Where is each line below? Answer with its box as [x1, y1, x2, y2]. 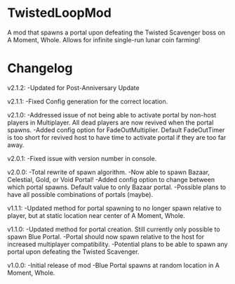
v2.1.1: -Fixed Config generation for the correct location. [7, 97, 168, 105]
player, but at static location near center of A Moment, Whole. [7, 211, 185, 219]
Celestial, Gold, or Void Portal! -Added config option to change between [7, 175, 215, 183]
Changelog [7, 60, 73, 77]
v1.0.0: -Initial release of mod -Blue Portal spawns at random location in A [7, 261, 220, 269]
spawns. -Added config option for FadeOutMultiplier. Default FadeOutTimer [7, 125, 225, 134]
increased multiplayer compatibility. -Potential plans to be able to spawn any [7, 240, 228, 248]
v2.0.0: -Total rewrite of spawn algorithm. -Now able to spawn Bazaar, [7, 167, 210, 176]
